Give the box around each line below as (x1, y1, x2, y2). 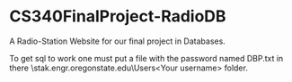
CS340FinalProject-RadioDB (9, 6, 226, 27)
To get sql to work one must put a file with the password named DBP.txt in (9, 53, 284, 63)
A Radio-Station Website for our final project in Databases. (9, 36, 226, 46)
